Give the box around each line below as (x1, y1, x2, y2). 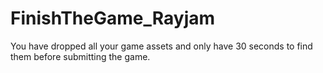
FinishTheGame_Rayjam (10, 7, 216, 30)
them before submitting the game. (10, 50, 151, 62)
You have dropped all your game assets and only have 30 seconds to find (10, 40, 313, 52)
